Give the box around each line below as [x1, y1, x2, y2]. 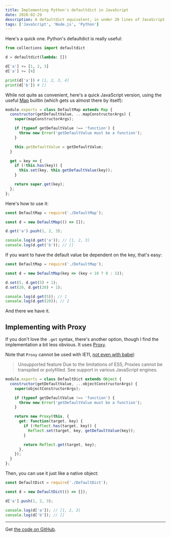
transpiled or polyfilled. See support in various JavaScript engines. [17, 367, 158, 373]
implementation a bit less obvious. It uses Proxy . [5, 342, 106, 348]
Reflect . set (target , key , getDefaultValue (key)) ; [27, 428, 136, 433]
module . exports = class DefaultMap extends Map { [5, 107, 113, 112]
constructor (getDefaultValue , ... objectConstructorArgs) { [10, 381, 138, 386]
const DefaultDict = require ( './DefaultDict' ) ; [5, 480, 108, 486]
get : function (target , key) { [18, 419, 83, 424]
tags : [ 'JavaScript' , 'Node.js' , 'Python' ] [5, 21, 99, 27]
